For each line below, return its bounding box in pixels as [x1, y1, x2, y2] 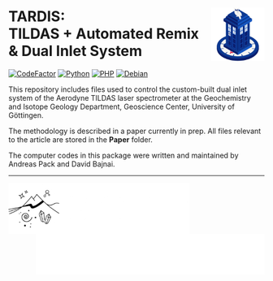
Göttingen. [8, 110, 44, 120]
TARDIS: [8, 7, 66, 26]
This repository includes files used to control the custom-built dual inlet [8, 84, 248, 94]
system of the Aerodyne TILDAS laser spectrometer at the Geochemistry [8, 93, 252, 102]
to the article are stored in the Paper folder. [8, 134, 153, 145]
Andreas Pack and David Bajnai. [8, 158, 115, 169]
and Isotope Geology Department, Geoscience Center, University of [8, 102, 236, 111]
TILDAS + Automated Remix [8, 24, 199, 43]
